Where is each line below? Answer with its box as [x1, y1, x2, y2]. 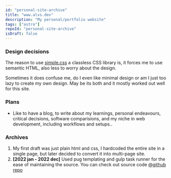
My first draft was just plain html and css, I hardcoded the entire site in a [12, 145, 165, 151]
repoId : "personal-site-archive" [5, 27, 77, 32]
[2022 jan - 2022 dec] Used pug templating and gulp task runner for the [12, 156, 165, 162]
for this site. [5, 86, 31, 92]
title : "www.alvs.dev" [5, 12, 54, 17]
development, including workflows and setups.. [12, 121, 113, 127]
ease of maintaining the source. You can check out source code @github [12, 161, 166, 167]
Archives [5, 134, 29, 141]
